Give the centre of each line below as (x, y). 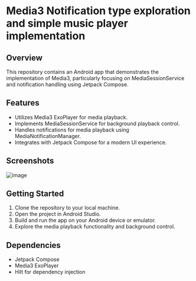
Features (23, 103)
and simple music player (67, 23)
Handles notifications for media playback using (72, 130)
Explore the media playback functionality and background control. (95, 227)
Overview (24, 58)
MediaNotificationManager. (48, 136)
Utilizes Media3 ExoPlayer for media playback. (71, 117)
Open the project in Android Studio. (58, 214)
